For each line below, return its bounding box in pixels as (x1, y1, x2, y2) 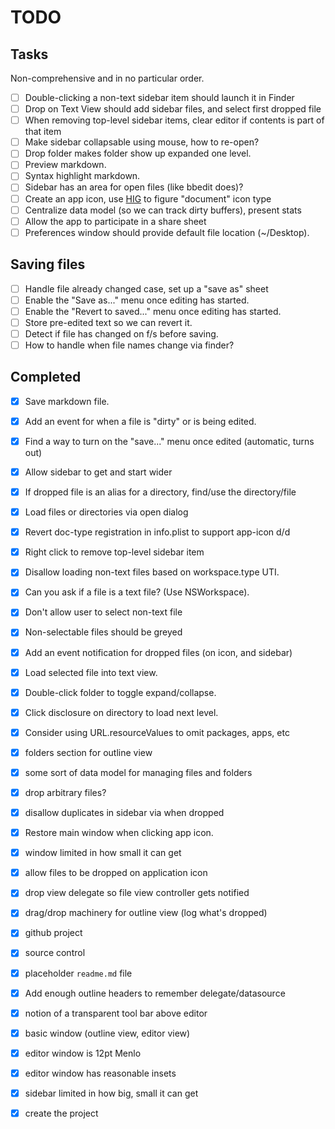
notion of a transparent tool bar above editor (24, 1007, 208, 1019)
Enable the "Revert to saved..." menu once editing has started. (24, 305, 282, 317)
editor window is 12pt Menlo (24, 1047, 142, 1059)
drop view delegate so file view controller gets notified (24, 887, 250, 899)
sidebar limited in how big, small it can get (24, 1087, 199, 1099)
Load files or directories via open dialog (24, 506, 189, 518)
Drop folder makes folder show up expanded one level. (24, 147, 252, 160)
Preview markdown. (24, 159, 107, 171)
